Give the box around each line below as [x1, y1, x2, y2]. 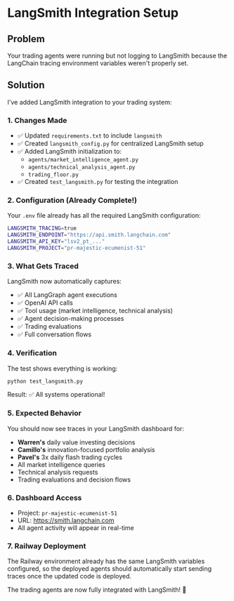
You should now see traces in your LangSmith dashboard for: [7, 424, 185, 432]
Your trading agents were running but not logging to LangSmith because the [7, 51, 228, 60]
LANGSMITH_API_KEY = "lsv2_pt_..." [7, 238, 105, 245]
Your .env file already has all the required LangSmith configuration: [7, 211, 201, 220]
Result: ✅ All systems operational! [7, 390, 105, 399]
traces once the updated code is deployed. [7, 572, 132, 581]
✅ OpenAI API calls [17, 298, 74, 307]
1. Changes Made [7, 115, 67, 125]
